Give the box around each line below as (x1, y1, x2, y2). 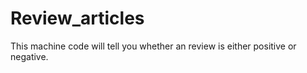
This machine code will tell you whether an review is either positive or (10, 40, 297, 52)
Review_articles (10, 7, 145, 30)
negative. (10, 50, 49, 62)
